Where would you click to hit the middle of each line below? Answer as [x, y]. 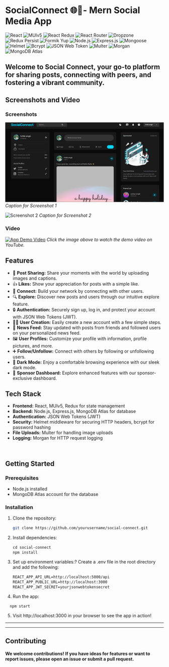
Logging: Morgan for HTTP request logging [58, 438]
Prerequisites [22, 478]
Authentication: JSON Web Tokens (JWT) [56, 416]
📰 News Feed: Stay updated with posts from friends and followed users [87, 327]
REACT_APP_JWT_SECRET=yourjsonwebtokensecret [61, 587]
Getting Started [30, 464]
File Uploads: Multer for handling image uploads [63, 433]
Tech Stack [23, 394]
